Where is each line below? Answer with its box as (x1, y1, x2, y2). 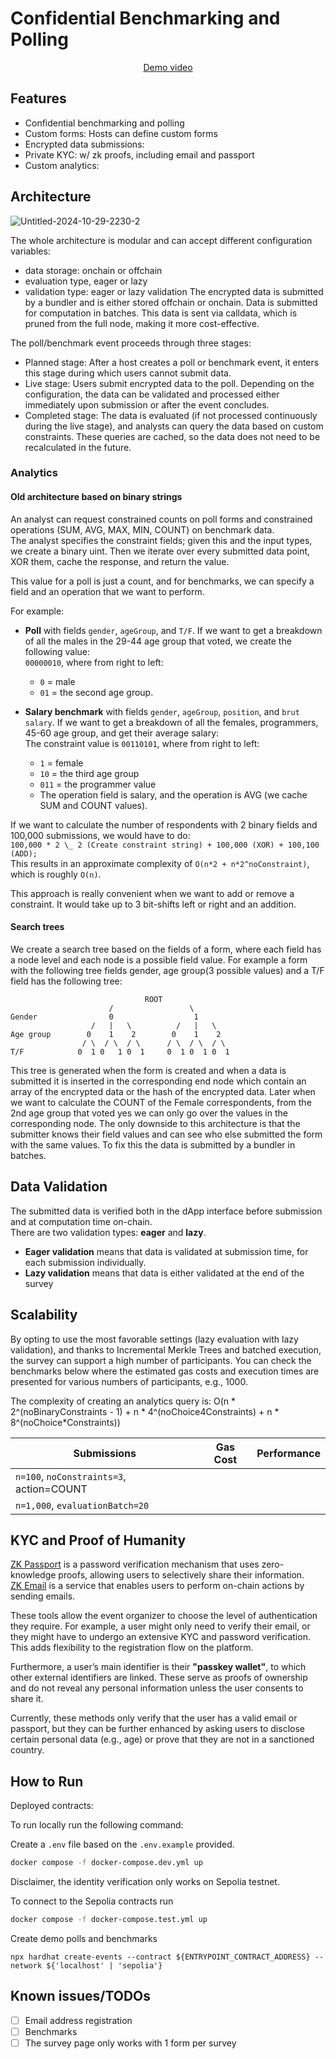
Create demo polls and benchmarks (10, 1932, 158, 1944)
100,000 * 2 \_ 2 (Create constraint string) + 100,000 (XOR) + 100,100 (10, 840, 320, 850)
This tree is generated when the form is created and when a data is (10, 1064, 287, 1076)
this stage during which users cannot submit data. (24, 367, 232, 379)
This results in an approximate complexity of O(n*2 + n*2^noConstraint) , (10, 857, 310, 869)
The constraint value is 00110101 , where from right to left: (24, 737, 260, 749)
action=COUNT (15, 1482, 88, 1496)
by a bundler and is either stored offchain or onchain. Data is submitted (24, 296, 318, 308)
